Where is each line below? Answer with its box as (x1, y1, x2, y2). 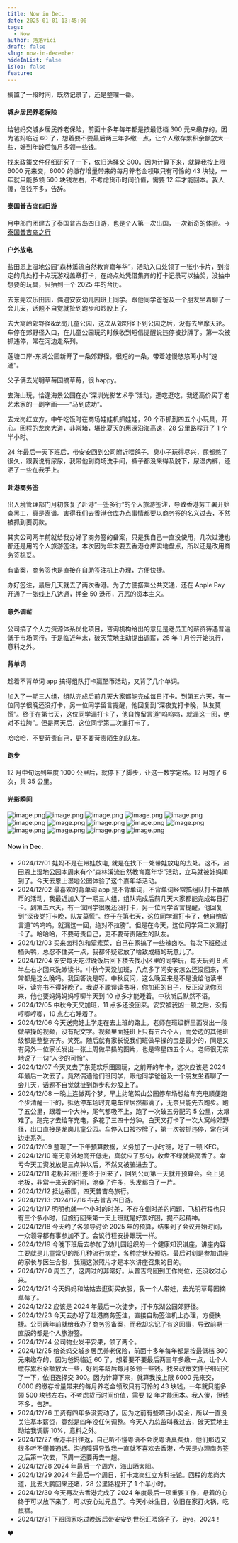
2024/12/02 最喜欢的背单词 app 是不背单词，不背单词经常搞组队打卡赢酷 (17, 885, 230, 894)
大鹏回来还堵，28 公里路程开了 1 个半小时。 (42, 1480, 170, 1488)
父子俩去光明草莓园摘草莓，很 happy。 (7, 376, 120, 385)
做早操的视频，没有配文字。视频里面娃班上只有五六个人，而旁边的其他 (17, 1027, 223, 1036)
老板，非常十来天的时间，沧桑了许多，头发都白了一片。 (17, 1178, 179, 1187)
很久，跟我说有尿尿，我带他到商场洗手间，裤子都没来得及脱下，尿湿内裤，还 (7, 457, 231, 465)
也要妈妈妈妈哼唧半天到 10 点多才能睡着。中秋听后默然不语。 (36, 992, 215, 1000)
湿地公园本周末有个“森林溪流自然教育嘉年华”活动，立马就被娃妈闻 (36, 868, 229, 876)
